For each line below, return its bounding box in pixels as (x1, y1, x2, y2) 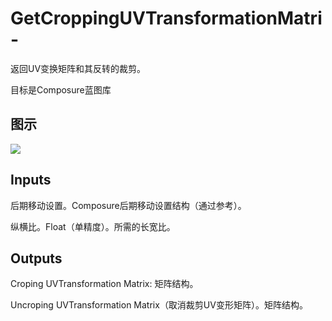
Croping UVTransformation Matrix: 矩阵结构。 (10, 278, 199, 290)
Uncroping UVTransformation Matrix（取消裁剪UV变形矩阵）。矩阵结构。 (10, 299, 308, 311)
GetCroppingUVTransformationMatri (10, 7, 323, 30)
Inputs (10, 172, 52, 189)
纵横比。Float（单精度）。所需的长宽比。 (10, 220, 176, 232)
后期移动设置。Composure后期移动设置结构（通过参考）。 (10, 199, 247, 211)
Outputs (10, 250, 63, 267)
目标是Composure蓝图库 (10, 83, 112, 96)
